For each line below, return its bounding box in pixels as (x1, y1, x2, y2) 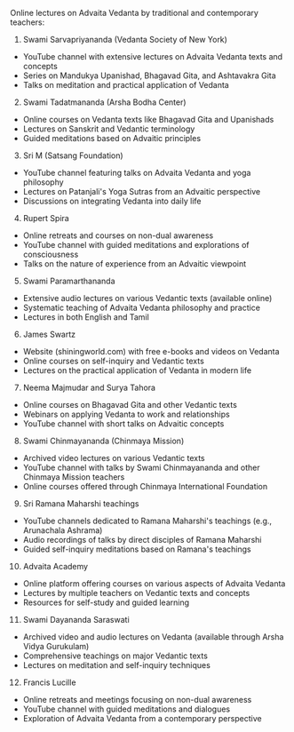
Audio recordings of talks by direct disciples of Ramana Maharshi (22, 535, 262, 545)
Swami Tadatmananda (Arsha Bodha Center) (22, 97, 187, 107)
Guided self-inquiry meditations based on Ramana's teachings (22, 544, 251, 554)
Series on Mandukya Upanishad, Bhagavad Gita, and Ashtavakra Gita (22, 70, 276, 81)
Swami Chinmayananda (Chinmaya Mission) (22, 435, 185, 446)
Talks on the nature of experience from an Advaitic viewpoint (22, 259, 247, 269)
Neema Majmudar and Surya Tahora (22, 382, 156, 393)
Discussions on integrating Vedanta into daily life (22, 195, 202, 206)
